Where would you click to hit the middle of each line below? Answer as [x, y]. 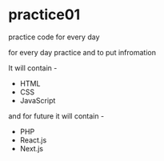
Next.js [32, 148]
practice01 [44, 15]
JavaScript [38, 100]
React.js [33, 140]
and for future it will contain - [56, 116]
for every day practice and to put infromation [82, 52]
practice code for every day [54, 37]
